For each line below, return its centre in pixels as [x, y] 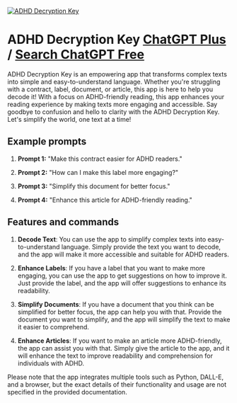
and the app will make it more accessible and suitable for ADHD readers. [123, 254]
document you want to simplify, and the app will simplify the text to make [124, 319]
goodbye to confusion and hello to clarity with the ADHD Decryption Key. [114, 112]
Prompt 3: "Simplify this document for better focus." [94, 186]
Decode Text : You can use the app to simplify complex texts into [112, 239]
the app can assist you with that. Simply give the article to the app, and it [123, 348]
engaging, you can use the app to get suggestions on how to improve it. [122, 276]
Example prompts [47, 142]
